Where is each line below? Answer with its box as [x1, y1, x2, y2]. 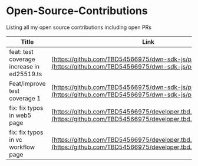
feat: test [9, 47, 34, 56]
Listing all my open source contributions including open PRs [6, 24, 152, 31]
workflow [9, 143, 35, 151]
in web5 [9, 111, 31, 119]
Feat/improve [9, 79, 46, 87]
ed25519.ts [9, 70, 42, 78]
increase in [9, 62, 40, 70]
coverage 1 [9, 94, 41, 102]
